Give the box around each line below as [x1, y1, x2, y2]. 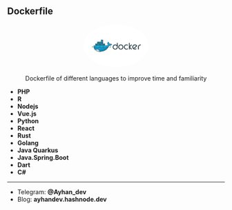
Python [17, 116, 39, 125]
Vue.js [17, 109, 37, 118]
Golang [17, 138, 39, 147]
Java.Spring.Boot [17, 153, 69, 161]
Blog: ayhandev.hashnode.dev [17, 195, 107, 203]
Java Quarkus [17, 146, 59, 154]
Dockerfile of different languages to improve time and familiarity [25, 74, 207, 82]
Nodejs [17, 102, 39, 110]
